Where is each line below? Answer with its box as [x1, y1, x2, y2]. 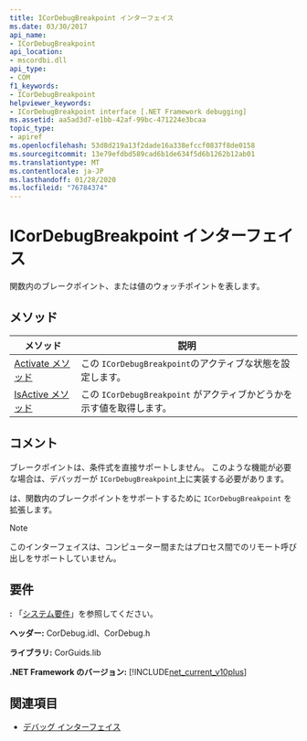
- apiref [9, 133, 43, 142]
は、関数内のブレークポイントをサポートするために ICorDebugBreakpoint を [9, 492, 292, 503]
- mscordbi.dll [9, 56, 68, 65]
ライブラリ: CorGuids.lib [9, 647, 101, 658]
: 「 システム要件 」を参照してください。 [9, 607, 158, 618]
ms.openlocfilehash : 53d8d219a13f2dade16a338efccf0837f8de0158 [9, 141, 256, 150]
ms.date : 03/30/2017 [9, 22, 89, 31]
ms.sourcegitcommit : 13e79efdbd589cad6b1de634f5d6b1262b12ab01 [9, 149, 256, 158]
